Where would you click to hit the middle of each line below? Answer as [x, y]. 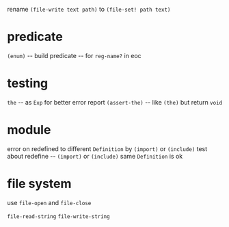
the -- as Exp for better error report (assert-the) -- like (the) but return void [115, 102]
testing [28, 83]
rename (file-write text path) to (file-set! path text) [89, 9]
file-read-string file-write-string [59, 216]
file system [39, 184]
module [29, 130]
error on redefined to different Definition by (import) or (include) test [107, 148]
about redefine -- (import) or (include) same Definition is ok [95, 156]
